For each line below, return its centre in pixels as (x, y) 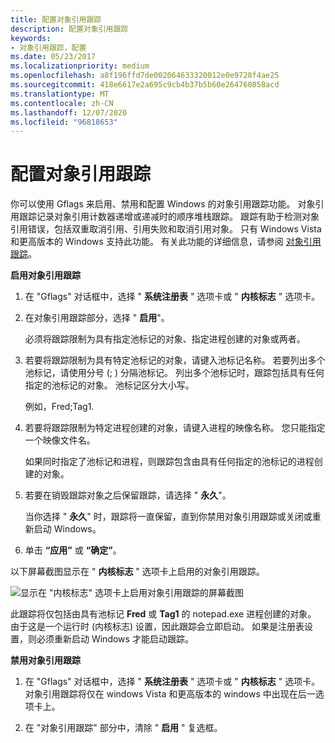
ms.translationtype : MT (60, 94)
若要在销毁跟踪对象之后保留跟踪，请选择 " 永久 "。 (128, 495)
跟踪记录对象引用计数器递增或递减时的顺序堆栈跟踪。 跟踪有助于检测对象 (169, 217)
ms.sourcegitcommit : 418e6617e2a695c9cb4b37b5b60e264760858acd (145, 85)
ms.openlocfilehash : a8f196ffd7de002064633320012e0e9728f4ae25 (145, 76)
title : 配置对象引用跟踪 (56, 19)
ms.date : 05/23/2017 (53, 57)
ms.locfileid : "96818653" (64, 122)
